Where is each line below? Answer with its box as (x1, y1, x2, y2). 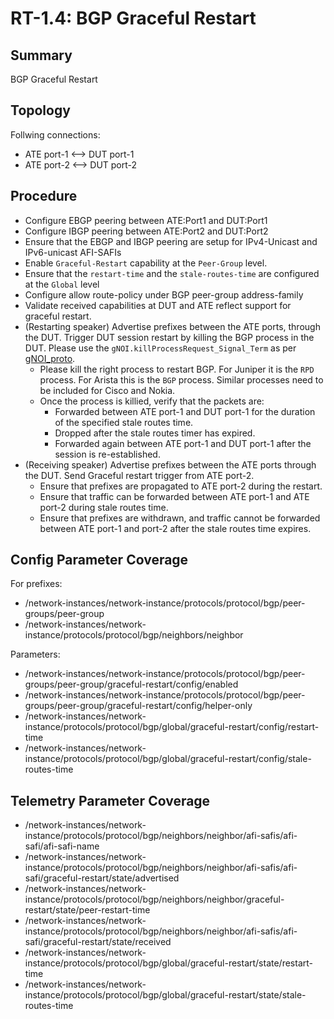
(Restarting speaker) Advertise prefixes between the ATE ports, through (24, 320, 321, 332)
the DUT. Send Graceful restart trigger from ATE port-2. (24, 469, 255, 481)
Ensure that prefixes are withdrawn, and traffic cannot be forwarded (39, 512, 321, 524)
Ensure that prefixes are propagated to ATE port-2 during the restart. (39, 480, 323, 492)
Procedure (10, 188, 78, 205)
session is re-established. (54, 448, 161, 460)
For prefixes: (10, 578, 63, 590)
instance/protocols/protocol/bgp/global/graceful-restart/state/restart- (24, 957, 313, 969)
